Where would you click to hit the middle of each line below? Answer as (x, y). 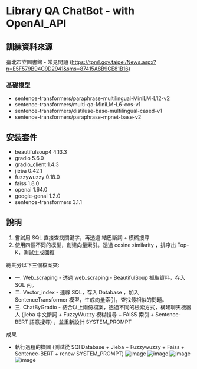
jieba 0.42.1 (28, 171)
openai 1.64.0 (31, 190)
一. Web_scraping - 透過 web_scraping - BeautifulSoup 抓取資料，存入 (100, 277)
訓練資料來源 (29, 46)
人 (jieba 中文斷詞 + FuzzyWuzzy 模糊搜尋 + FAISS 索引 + (84, 314)
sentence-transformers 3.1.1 (48, 202)
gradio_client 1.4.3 (37, 164)
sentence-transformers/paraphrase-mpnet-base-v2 (78, 117)
